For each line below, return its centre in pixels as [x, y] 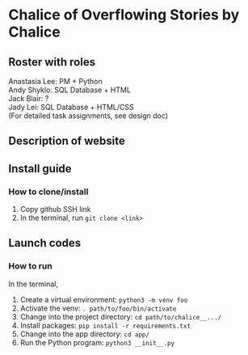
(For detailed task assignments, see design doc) [88, 116]
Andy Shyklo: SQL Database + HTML [70, 90]
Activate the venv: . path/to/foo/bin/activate [98, 308]
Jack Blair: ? [29, 98]
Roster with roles [52, 62]
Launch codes [45, 243]
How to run [30, 266]
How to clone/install [48, 192]
